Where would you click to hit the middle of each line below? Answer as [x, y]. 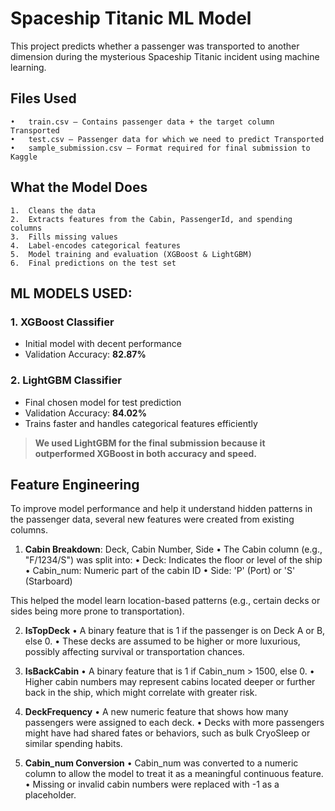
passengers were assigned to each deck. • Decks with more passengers [174, 723]
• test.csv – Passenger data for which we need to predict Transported [167, 139]
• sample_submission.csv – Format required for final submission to [160, 148]
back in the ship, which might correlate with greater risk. [141, 693]
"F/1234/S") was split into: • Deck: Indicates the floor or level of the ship [173, 560]
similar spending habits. [73, 744]
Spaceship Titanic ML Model [131, 18]
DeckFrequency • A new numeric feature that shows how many [156, 712]
